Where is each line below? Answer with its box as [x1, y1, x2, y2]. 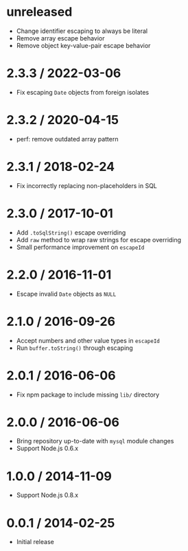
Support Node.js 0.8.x [16, 491, 79, 500]
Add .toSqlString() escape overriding [16, 228, 126, 237]
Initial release [16, 538, 54, 546]
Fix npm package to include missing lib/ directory [16, 390, 160, 399]
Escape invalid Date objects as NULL [16, 290, 117, 298]
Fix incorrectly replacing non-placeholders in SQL [16, 181, 157, 189]
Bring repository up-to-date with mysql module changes [16, 437, 174, 445]
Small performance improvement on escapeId [16, 243, 145, 251]
